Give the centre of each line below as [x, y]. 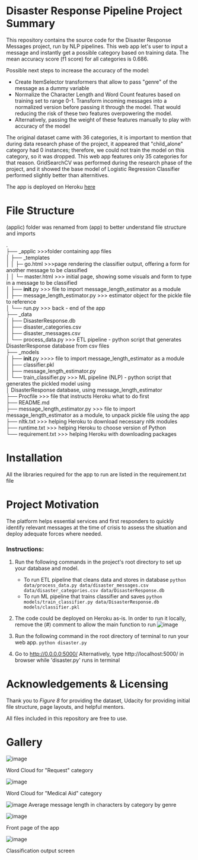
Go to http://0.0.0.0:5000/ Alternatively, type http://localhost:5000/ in [99, 654]
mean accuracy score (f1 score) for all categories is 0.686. [77, 59]
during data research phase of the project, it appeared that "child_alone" [95, 144]
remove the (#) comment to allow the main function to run [85, 625]
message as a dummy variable [52, 88]
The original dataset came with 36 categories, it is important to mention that [99, 137]
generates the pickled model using [48, 383]
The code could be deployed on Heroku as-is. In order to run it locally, [100, 619]
